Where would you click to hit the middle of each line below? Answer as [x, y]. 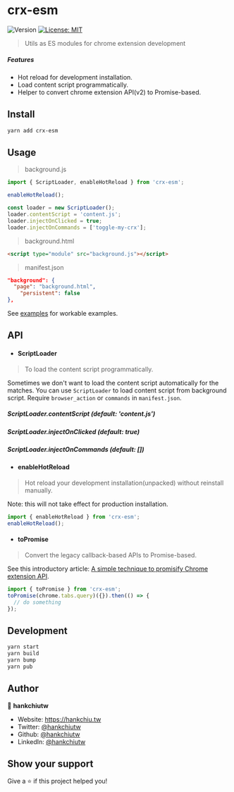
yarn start [23, 647]
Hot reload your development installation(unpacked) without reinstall [124, 483]
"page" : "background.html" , [55, 287]
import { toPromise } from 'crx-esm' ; [64, 589]
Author [23, 689]
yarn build [23, 654]
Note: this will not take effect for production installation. [88, 504]
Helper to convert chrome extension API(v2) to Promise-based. [109, 92]
